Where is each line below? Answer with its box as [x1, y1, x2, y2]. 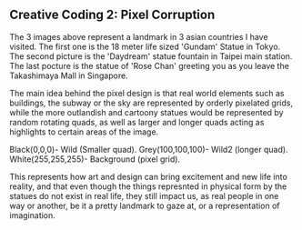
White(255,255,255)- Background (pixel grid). [9, 154, 180, 165]
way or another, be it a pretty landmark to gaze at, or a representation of [9, 200, 280, 211]
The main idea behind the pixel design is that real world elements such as [9, 87, 285, 98]
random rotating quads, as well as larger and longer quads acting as [9, 116, 265, 127]
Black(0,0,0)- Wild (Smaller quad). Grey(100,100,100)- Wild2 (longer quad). [9, 144, 288, 155]
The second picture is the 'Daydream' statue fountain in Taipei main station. [9, 50, 293, 62]
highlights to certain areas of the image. [9, 126, 159, 137]
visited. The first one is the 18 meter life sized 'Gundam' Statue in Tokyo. [9, 41, 281, 52]
